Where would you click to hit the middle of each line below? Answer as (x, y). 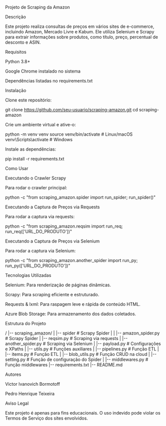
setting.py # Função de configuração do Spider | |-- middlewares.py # (77, 359)
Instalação (16, 90)
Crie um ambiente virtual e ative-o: (41, 125)
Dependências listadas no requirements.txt (49, 81)
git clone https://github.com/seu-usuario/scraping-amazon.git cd (72, 110)
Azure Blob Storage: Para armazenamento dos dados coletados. (71, 314)
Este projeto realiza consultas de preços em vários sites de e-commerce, (80, 26)
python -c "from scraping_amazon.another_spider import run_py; (71, 260)
